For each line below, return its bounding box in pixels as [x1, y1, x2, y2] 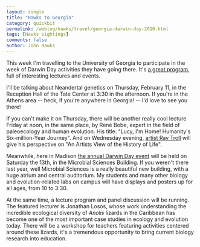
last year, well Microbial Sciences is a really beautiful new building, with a [6, 165, 189, 173]
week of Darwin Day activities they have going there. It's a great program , [6, 65, 190, 73]
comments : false [6, 37, 47, 43]
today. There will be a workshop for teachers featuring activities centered [6, 222, 189, 229]
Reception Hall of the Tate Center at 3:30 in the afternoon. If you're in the [6, 90, 189, 97]
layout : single [6, 8, 45, 15]
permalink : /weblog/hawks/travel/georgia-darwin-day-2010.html [6, 25, 169, 32]
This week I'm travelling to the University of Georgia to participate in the [6, 59, 185, 67]
